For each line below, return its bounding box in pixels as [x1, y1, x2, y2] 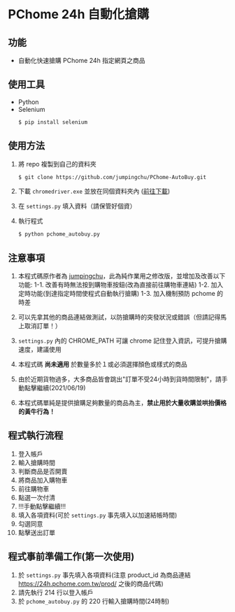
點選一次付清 [17, 493, 55, 501]
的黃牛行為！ [17, 407, 55, 416]
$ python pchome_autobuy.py [17, 231, 100, 238]
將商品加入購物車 [17, 476, 68, 484]
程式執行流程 [8, 429, 64, 441]
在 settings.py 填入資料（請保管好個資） [17, 202, 136, 211]
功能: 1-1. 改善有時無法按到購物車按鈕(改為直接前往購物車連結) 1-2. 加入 [17, 280, 223, 289]
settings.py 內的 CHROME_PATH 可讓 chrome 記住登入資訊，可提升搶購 [17, 336, 227, 345]
